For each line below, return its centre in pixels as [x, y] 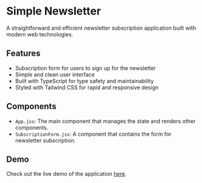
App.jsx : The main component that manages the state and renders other [105, 121]
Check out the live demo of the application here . [66, 174]
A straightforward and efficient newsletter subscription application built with [101, 28]
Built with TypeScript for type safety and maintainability [84, 81]
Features [23, 54]
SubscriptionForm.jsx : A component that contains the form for [93, 134]
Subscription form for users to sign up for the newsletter [86, 68]
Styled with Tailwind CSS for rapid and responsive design [87, 87]
